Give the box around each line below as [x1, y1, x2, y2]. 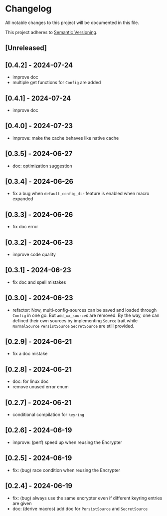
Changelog [5, 3, 52, 15]
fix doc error [12, 224, 38, 230]
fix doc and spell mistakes [12, 279, 66, 285]
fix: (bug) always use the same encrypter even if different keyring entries [12, 495, 163, 501]
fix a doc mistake [12, 351, 48, 357]
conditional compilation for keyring [12, 411, 85, 418]
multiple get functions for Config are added [12, 80, 101, 86]
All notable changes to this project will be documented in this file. [5, 20, 140, 26]
